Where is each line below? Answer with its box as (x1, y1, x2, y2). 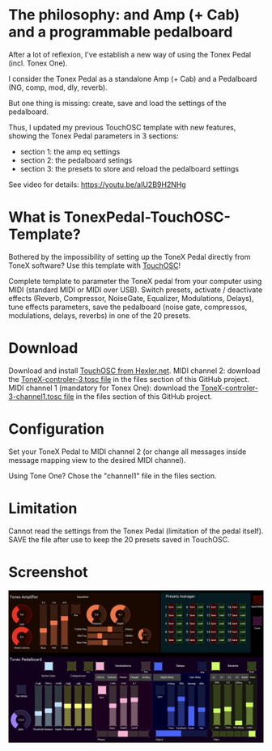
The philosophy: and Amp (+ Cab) (8, 6, 240, 24)
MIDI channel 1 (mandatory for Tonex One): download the (8, 383, 200, 392)
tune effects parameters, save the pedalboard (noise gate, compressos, (8, 302, 248, 312)
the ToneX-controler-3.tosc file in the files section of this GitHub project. (8, 374, 249, 384)
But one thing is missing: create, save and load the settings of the (8, 98, 227, 108)
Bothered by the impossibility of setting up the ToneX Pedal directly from (8, 252, 251, 261)
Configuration (8, 420, 105, 438)
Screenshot (8, 562, 88, 581)
